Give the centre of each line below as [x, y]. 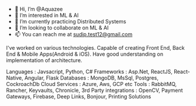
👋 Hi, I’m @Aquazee [39, 9]
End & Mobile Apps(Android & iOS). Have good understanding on [85, 54]
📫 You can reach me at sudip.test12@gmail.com [73, 34]
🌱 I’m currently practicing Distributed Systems [70, 21]
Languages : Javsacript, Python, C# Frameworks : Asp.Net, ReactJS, [89, 71]
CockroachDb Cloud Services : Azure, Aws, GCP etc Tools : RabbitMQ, [92, 84]
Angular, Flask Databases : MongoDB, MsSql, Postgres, [92, 78]
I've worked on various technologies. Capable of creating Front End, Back [95, 48]
